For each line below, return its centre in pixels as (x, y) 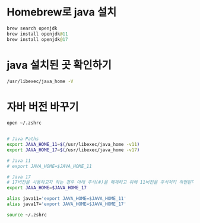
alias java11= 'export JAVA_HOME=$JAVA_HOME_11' (67, 199)
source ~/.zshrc (27, 215)
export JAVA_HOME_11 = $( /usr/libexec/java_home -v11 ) (73, 145)
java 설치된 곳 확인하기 (59, 65)
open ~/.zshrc (24, 123)
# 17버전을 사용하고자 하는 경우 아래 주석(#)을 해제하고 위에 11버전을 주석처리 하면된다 (101, 182)
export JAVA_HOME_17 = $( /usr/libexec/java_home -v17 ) (73, 150)
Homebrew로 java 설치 (62, 12)
